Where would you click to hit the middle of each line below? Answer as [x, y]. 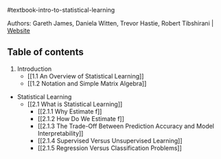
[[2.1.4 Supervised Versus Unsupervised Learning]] [110, 140]
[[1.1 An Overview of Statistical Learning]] [85, 76]
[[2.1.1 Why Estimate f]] [70, 111]
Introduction [34, 69]
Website [19, 31]
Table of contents [45, 52]
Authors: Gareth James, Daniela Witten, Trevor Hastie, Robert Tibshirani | [110, 23]
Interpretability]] [60, 133]
